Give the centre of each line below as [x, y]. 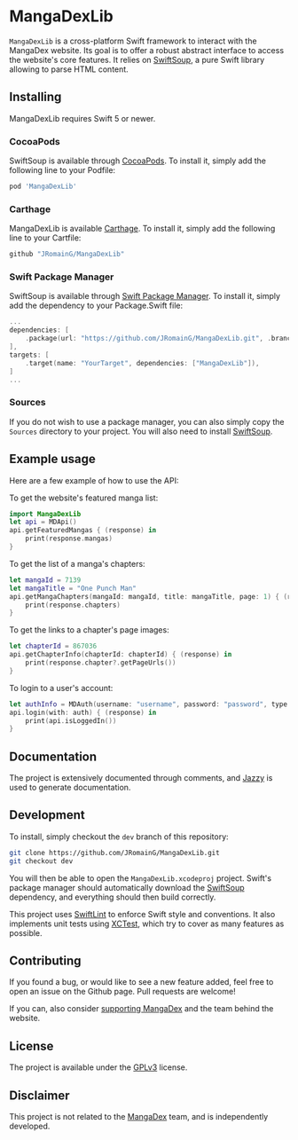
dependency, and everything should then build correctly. [113, 897]
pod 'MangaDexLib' [43, 187]
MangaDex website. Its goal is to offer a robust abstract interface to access [147, 50]
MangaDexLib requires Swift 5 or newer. [82, 118]
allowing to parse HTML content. [69, 69]
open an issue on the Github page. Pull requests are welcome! [123, 992]
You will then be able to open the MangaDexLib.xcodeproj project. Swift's [141, 878]
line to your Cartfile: [45, 238]
